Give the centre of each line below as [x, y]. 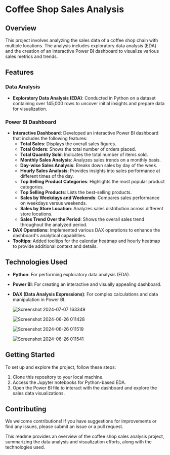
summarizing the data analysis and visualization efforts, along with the [78, 442]
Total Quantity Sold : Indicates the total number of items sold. [84, 154]
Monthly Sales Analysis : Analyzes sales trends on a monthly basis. [90, 160]
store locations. [36, 214]
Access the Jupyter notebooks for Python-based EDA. [69, 382]
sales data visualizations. [39, 393]
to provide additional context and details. [55, 246]
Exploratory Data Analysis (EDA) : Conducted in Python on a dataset [84, 98]
